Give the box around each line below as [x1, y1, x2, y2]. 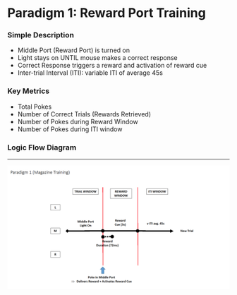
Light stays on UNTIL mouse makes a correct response [17, 54, 178, 62]
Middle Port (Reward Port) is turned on [17, 46, 130, 54]
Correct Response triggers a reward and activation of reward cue [17, 61, 207, 70]
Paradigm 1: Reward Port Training [7, 5, 206, 21]
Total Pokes [17, 102, 52, 111]
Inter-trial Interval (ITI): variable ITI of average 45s [17, 68, 164, 77]
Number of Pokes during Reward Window [17, 117, 139, 126]
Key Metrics [7, 86, 50, 96]
